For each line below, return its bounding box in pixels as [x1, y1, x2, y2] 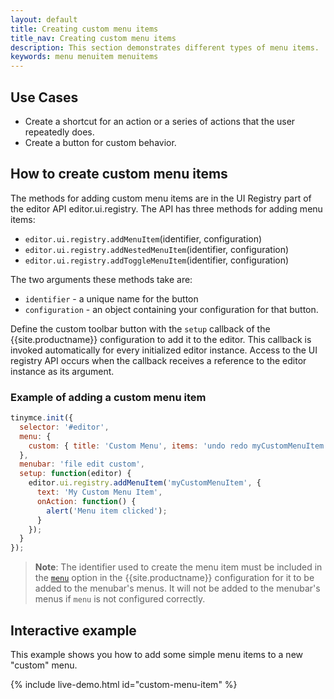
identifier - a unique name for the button [24, 292, 199, 305]
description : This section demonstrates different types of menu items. [10, 42, 320, 53]
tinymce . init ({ [10, 413, 74, 423]
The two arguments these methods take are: [10, 273, 193, 285]
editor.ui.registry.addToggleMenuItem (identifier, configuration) [24, 254, 290, 266]
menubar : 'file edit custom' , [19, 459, 145, 470]
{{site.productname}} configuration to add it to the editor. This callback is [10, 333, 312, 345]
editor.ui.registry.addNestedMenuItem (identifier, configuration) [24, 243, 290, 255]
